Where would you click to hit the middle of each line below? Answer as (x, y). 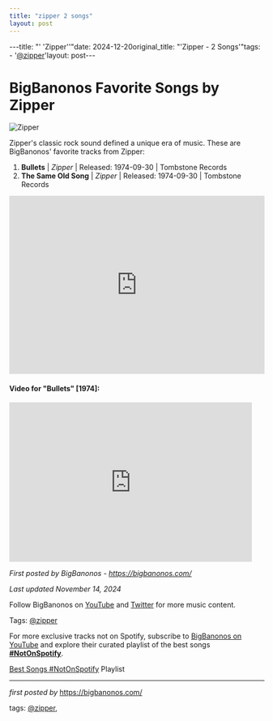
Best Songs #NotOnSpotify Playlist (67, 668)
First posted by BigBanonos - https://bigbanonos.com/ (101, 573)
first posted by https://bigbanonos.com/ (76, 692)
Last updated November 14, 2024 (65, 589)
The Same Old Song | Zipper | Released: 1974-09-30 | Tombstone (131, 176)
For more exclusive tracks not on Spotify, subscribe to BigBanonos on (126, 636)
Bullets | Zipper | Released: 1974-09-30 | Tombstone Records (124, 168)
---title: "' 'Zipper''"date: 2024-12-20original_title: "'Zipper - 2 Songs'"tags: (135, 46)
